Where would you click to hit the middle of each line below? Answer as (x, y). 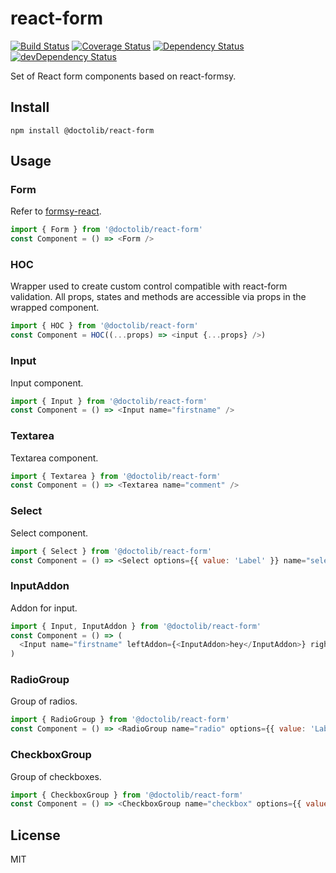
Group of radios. (44, 701)
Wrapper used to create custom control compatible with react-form (149, 286)
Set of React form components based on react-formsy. (123, 76)
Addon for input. (44, 608)
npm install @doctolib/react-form (82, 130)
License (35, 835)
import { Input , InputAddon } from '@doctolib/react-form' (136, 626)
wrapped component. (55, 308)
